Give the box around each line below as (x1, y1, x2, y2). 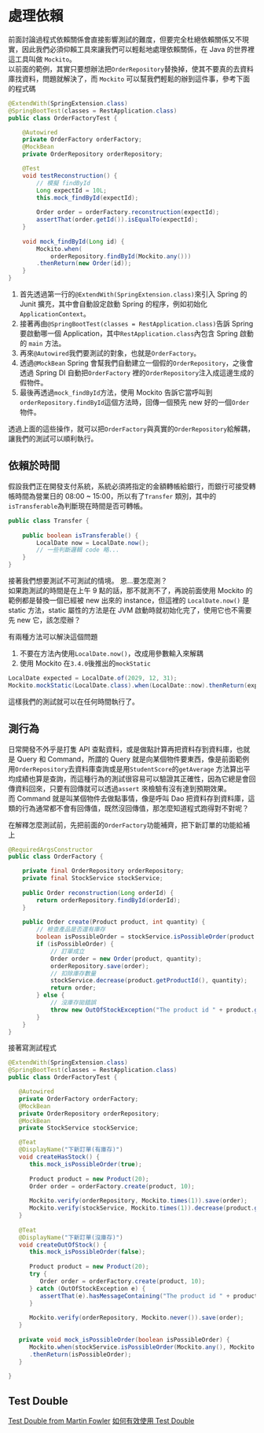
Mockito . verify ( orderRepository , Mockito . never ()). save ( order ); (28, 1314, 244, 1322)
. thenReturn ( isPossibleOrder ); (28, 1350, 132, 1358)
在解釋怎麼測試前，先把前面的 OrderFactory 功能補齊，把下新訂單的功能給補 (8, 820, 250, 830)
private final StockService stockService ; (22, 875, 163, 882)
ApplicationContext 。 (19, 309, 90, 319)
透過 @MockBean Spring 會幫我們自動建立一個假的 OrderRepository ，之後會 (19, 359, 254, 368)
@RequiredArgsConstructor (8, 845, 93, 853)
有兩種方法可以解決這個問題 (8, 632, 98, 641)
